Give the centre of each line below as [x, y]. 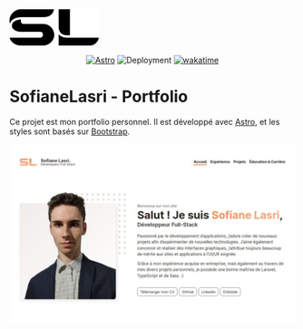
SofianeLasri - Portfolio [99, 97]
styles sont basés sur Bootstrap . [70, 131]
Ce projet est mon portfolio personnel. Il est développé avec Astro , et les [145, 121]
